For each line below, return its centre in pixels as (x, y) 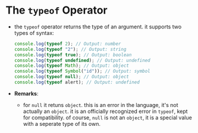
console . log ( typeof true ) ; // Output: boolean (73, 55)
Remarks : (26, 93)
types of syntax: (34, 33)
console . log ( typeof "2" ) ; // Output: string (70, 49)
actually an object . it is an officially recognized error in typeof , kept (105, 111)
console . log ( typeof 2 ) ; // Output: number (67, 44)
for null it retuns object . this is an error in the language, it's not (100, 105)
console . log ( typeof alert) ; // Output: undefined (77, 82)
